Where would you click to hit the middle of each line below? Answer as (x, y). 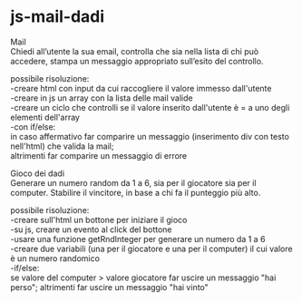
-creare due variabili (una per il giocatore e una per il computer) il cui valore (151, 248)
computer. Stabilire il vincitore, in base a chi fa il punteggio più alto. (136, 192)
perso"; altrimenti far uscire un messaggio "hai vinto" (110, 287)
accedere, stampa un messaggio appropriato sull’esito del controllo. (137, 61)
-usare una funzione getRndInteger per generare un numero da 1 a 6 (138, 239)
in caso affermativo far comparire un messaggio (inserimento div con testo (150, 136)
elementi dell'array (45, 117)
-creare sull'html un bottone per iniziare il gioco (99, 219)
